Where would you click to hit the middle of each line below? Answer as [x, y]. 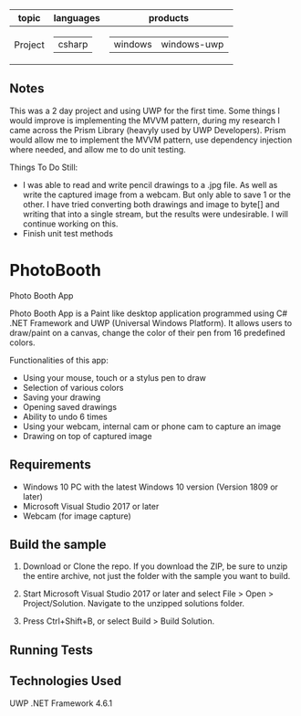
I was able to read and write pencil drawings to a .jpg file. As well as [150, 184]
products [169, 18]
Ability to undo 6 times [65, 416]
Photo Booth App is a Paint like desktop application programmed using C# [149, 313]
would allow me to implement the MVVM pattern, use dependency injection [151, 140]
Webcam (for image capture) [77, 516]
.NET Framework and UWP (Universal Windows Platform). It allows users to [151, 322]
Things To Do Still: [44, 167]
